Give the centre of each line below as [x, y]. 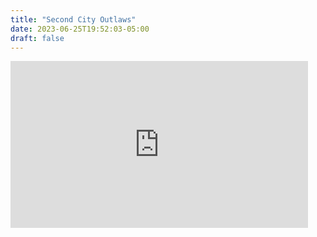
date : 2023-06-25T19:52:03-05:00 [80, 29]
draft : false [37, 38]
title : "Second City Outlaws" [73, 19]
